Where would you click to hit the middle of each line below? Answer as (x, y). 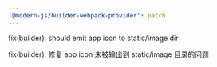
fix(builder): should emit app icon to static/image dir (93, 38)
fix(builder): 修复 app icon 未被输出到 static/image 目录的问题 (108, 54)
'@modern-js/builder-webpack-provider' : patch (87, 15)
